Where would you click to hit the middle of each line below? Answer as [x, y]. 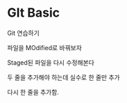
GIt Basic [34, 13]
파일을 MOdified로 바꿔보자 [44, 47]
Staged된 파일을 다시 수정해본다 [51, 62]
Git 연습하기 [23, 33]
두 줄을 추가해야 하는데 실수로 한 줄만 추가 [63, 77]
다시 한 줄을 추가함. [33, 92]
